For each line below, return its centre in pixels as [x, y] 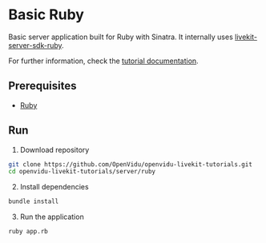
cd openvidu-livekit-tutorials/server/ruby [82, 172]
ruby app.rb [28, 232]
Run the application [52, 217]
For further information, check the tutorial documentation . [103, 61]
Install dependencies [54, 187]
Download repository [54, 149]
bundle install [34, 201]
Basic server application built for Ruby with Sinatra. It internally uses [121, 37]
